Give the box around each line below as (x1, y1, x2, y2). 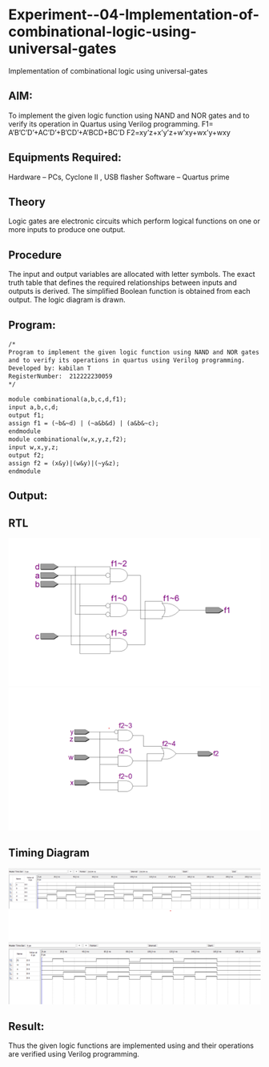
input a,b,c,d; (8, 403, 59, 411)
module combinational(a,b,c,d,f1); (8, 395, 127, 403)
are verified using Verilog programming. (8, 1049, 140, 1059)
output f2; (8, 451, 45, 459)
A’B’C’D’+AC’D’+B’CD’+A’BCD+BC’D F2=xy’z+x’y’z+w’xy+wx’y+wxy (8, 127, 231, 137)
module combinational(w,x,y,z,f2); (8, 435, 127, 443)
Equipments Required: (8, 150, 122, 165)
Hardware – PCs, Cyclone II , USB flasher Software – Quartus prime (8, 172, 230, 182)
